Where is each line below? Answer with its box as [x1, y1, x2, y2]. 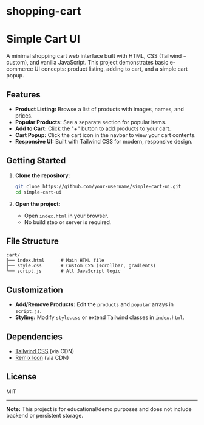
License [6, 371, 37, 382]
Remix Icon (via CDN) [15, 354, 69, 361]
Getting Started [6, 155, 66, 166]
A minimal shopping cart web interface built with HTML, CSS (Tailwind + [6, 52, 187, 60]
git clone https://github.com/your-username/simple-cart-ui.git [15, 183, 182, 189]
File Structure [6, 236, 59, 246]
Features [6, 90, 41, 100]
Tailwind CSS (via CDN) [15, 347, 75, 354]
